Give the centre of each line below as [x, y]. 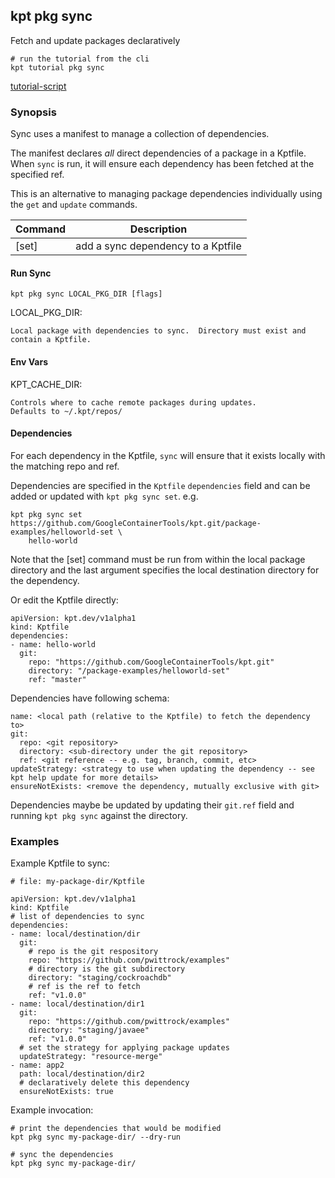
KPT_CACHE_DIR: [46, 384]
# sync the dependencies [62, 1155]
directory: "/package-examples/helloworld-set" [129, 670]
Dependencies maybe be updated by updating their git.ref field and [152, 805]
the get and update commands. [74, 205]
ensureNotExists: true [66, 1092]
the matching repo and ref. [65, 466]
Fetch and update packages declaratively [95, 40]
